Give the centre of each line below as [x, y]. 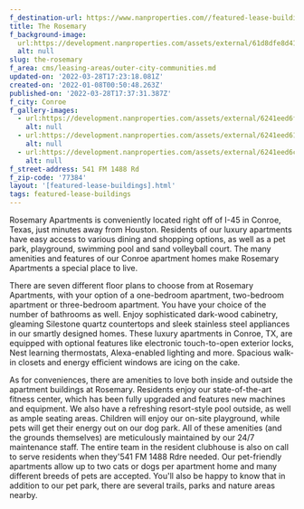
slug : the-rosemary [46, 60]
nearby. [24, 495]
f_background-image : [48, 34]
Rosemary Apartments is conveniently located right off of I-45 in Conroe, [146, 220]
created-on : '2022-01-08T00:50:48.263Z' [87, 85]
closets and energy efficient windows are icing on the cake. [129, 362]
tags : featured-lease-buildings [70, 194]
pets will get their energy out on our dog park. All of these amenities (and [146, 428]
